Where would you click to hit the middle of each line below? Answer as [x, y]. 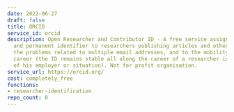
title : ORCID [26, 26]
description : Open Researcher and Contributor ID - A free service [107, 40]
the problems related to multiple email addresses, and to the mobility [121, 53]
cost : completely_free [40, 78]
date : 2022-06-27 [32, 14]
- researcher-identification [49, 91]
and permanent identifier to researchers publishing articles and [112, 46]
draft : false [26, 20]
